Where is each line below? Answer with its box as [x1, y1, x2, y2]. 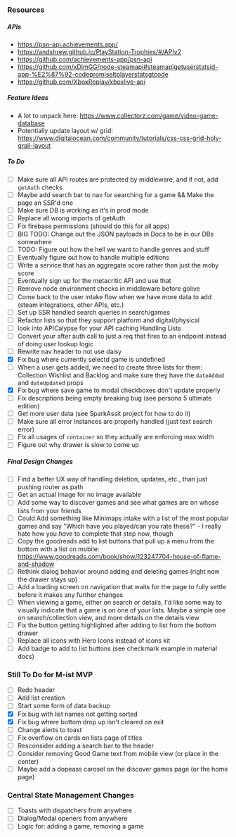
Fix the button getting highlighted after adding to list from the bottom [17, 621, 216, 629]
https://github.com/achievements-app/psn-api [17, 55, 152, 63]
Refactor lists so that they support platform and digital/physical [17, 315, 200, 325]
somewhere [17, 238, 52, 246]
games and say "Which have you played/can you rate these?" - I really [17, 522, 221, 530]
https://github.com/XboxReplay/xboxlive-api [17, 77, 146, 86]
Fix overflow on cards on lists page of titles [17, 734, 143, 742]
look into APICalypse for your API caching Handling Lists [17, 324, 181, 332]
